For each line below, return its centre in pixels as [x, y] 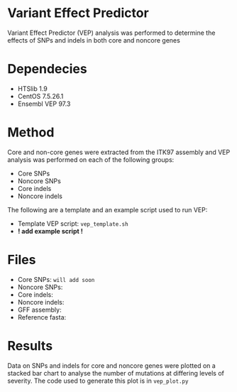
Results [30, 345]
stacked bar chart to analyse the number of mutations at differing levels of [116, 373]
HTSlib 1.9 [32, 88]
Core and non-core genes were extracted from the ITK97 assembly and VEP [119, 152]
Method [31, 132]
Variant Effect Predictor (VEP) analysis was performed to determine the [111, 33]
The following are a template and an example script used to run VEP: [108, 209]
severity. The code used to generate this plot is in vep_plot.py [98, 381]
